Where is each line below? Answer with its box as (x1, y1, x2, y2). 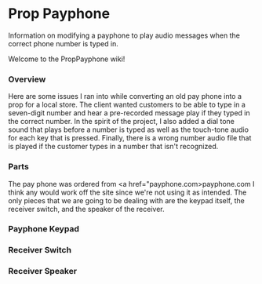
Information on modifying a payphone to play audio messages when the (8, 31, 241, 40)
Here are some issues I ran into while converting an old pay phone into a (8, 92, 242, 101)
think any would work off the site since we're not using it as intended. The (8, 188, 247, 197)
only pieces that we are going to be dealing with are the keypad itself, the (8, 195, 245, 205)
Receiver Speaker (8, 266, 77, 277)
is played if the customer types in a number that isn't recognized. (8, 142, 219, 151)
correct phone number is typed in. (8, 38, 119, 48)
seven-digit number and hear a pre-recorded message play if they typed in (8, 108, 251, 118)
